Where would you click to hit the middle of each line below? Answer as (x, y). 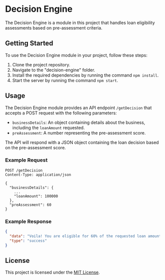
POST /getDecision (24, 170)
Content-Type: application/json (38, 175)
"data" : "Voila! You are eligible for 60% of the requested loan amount (85, 236)
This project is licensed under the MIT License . (53, 272)
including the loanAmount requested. (48, 127)
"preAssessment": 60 (30, 205)
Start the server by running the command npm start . (65, 80)
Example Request (26, 160)
